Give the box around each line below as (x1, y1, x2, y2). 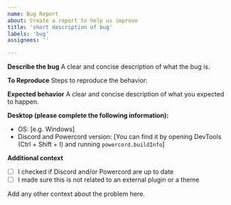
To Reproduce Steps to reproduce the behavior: (7, 76, 148, 85)
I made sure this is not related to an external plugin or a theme (17, 175, 200, 184)
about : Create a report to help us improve (7, 17, 139, 24)
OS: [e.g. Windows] (17, 125, 75, 133)
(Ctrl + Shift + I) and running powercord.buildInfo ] (17, 140, 165, 149)
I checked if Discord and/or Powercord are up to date (17, 167, 174, 176)
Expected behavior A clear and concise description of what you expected (7, 90, 225, 99)
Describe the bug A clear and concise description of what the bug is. (7, 62, 210, 71)
